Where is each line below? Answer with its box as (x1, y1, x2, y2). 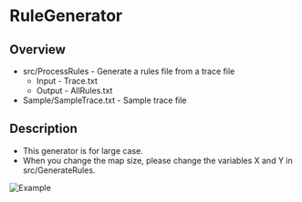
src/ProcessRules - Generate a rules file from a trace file (22, 66, 235, 76)
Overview (9, 42, 67, 57)
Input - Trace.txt (36, 76, 99, 86)
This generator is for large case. (22, 145, 143, 156)
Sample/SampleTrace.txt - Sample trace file (22, 95, 187, 106)
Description (9, 121, 78, 136)
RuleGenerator (9, 5, 123, 26)
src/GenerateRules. (22, 165, 96, 176)
